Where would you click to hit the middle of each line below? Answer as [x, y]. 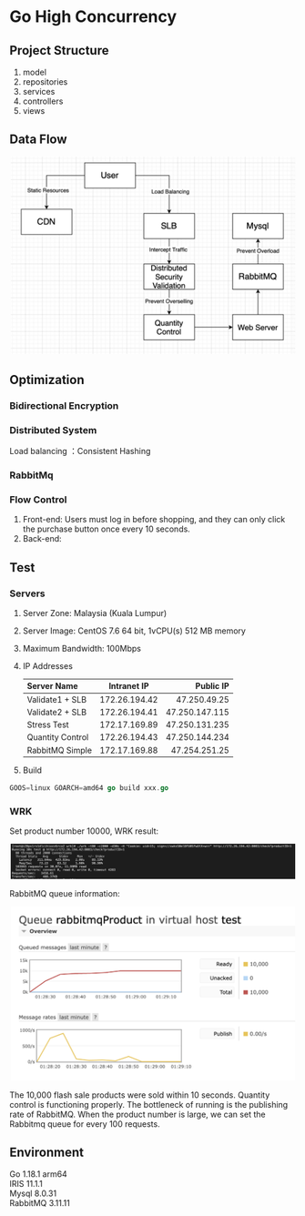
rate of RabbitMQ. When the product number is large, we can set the [137, 1114]
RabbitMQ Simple [60, 750]
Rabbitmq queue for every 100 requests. [85, 1124]
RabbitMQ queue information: [65, 894]
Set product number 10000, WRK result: [84, 831]
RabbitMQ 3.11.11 [40, 1203]
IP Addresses [47, 665]
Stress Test [48, 725]
